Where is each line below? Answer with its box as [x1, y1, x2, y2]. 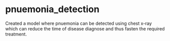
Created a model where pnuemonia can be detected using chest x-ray [5, 20, 152, 26]
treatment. [5, 31, 27, 37]
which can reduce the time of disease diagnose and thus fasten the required [5, 25, 165, 31]
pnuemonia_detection [5, 4, 100, 15]
